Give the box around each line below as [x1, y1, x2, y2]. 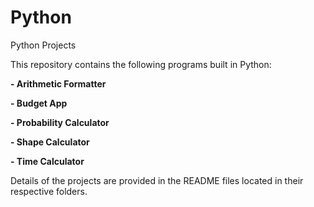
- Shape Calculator [10, 136, 90, 148]
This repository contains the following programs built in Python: [10, 58, 272, 70]
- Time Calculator [10, 155, 85, 167]
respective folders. [10, 185, 88, 197]
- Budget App [10, 97, 68, 109]
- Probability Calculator [10, 116, 110, 128]
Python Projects [10, 39, 77, 51]
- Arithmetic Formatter [10, 77, 107, 90]
